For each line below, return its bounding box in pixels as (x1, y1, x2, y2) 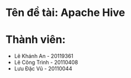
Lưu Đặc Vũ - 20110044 (14, 65, 72, 72)
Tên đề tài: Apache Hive (5, 6, 126, 19)
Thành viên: (5, 33, 66, 47)
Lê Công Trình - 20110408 (14, 59, 78, 66)
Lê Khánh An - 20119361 (14, 53, 74, 60)
